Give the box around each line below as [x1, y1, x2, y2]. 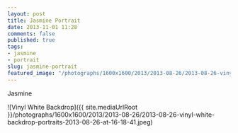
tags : [7, 43, 23, 50]
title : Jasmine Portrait [7, 17, 81, 24]
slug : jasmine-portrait [7, 63, 78, 70]
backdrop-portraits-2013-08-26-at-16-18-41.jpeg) [7, 117, 154, 126]
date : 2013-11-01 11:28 [7, 23, 78, 30]
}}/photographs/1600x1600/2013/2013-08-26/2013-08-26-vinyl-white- [7, 110, 215, 119]
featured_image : [7, 69, 55, 76]
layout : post [7, 10, 46, 18]
